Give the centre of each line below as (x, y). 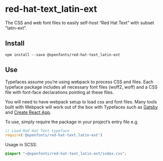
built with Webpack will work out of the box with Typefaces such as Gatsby (81, 107)
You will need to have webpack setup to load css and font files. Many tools (81, 101)
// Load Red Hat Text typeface (37, 131)
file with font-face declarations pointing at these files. (60, 92)
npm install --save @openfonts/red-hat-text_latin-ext (63, 55)
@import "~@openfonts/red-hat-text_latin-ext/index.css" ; (66, 154)
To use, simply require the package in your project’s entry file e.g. (72, 122)
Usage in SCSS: (21, 145)
